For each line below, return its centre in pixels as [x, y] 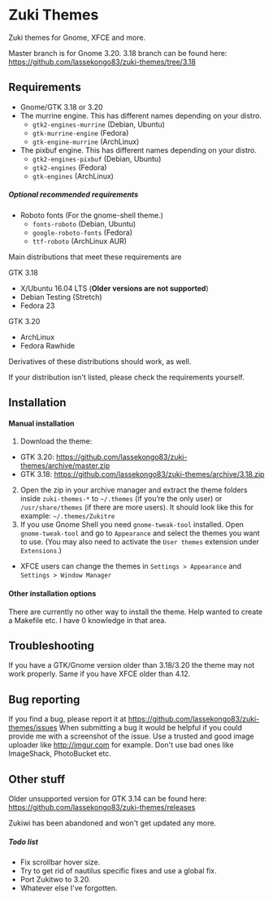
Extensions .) [41, 551]
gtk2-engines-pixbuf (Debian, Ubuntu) [97, 158]
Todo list [24, 842]
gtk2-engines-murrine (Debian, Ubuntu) [98, 124]
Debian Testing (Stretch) [61, 297]
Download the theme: [56, 441]
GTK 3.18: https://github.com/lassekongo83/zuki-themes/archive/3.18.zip [142, 474]
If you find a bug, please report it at [67, 719]
